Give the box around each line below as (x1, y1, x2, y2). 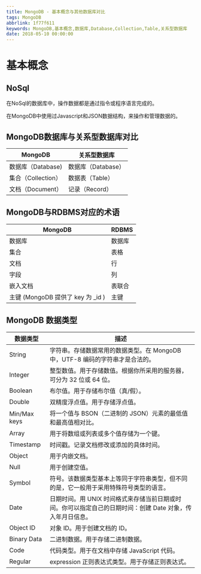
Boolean (9, 386, 33, 395)
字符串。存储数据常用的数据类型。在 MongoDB (50, 346, 181, 354)
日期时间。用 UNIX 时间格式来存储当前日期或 (50, 494, 175, 503)
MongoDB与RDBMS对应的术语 (6, 208, 120, 218)
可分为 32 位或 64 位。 (50, 375, 114, 384)
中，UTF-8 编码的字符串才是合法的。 (50, 355, 155, 363)
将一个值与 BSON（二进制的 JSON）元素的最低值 (50, 409, 188, 417)
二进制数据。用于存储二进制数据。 (50, 535, 146, 543)
